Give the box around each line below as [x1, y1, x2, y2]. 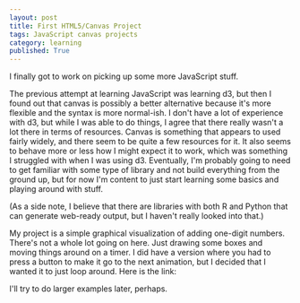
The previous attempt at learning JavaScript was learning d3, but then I [9, 89, 272, 100]
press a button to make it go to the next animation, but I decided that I [9, 256, 266, 267]
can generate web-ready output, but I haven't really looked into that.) [9, 211, 264, 221]
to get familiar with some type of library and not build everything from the [9, 165, 280, 176]
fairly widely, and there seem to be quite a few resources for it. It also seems [9, 136, 291, 147]
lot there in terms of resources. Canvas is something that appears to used [9, 126, 281, 137]
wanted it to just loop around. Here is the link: [9, 266, 177, 277]
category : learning [9, 38, 82, 48]
